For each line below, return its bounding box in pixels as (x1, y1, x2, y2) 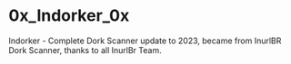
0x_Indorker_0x (8, 5, 130, 26)
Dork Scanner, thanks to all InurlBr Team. (8, 44, 162, 55)
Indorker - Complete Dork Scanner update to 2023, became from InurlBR (8, 35, 282, 46)
